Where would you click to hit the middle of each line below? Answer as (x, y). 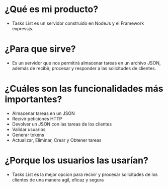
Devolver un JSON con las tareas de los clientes (62, 124)
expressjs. (23, 28)
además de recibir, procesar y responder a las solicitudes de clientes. (84, 68)
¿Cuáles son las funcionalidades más (84, 89)
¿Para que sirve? (40, 49)
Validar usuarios (29, 129)
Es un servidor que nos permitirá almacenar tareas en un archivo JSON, (86, 63)
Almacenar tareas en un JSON (43, 113)
